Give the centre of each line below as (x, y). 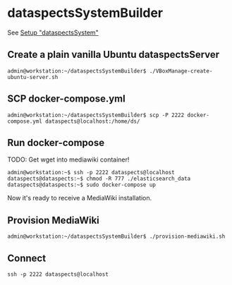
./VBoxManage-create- (181, 71)
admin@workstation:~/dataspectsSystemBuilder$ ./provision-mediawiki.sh (116, 237)
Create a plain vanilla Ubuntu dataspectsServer (114, 55)
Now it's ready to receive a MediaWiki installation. (80, 198)
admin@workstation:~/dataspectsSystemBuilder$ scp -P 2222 (96, 115)
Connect (27, 258)
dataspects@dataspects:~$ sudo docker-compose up (82, 185)
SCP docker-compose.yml (66, 99)
